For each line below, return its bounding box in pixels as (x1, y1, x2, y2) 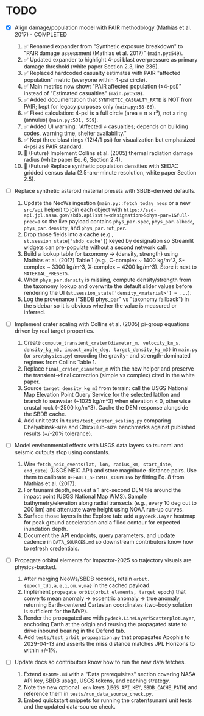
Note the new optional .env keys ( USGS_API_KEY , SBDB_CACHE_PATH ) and (23, 684, 198, 691)
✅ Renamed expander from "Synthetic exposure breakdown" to (23, 43, 183, 49)
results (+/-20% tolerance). (23, 430, 93, 437)
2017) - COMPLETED (14, 31, 68, 38)
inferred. (23, 309, 46, 316)
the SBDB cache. (23, 410, 66, 418)
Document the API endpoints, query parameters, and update (23, 532, 175, 539)
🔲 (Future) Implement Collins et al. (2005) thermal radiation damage (23, 150, 194, 156)
